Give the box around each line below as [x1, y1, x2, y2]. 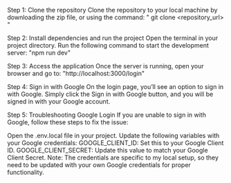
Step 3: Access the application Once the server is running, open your [7, 62, 204, 70]
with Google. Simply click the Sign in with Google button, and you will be [7, 90, 214, 98]
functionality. [7, 168, 45, 176]
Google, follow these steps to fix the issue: [7, 118, 129, 126]
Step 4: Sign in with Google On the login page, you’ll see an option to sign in [7, 83, 224, 90]
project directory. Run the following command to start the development [7, 41, 210, 49]
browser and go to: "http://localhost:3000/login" [7, 69, 145, 77]
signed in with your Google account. [7, 97, 111, 106]
